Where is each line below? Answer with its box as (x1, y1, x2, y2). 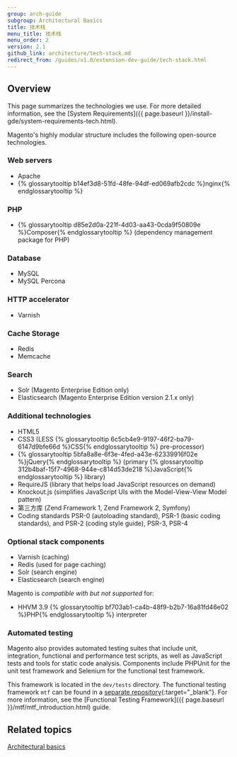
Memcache (17, 352, 51, 361)
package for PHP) (17, 235, 70, 245)
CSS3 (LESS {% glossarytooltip (17, 434, 110, 443)
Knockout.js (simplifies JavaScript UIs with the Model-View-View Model (17, 487, 227, 496)
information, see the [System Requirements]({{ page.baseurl (7, 109, 184, 118)
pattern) (17, 495, 42, 503)
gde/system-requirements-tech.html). (7, 116, 118, 125)
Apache (17, 172, 41, 180)
